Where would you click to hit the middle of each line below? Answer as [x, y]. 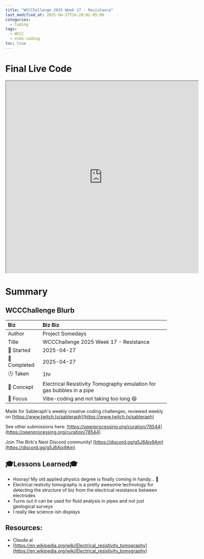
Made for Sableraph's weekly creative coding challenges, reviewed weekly [84, 411]
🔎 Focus [18, 399]
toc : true [16, 44]
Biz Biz [51, 325]
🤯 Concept [21, 387]
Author [16, 334]
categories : [18, 19]
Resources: [24, 527]
